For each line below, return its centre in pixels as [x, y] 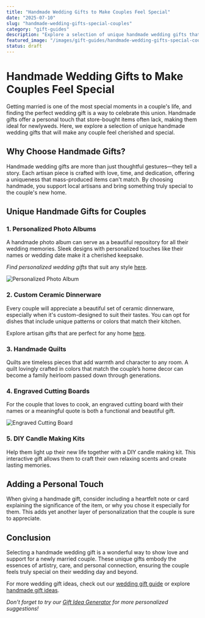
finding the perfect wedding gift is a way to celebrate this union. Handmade [101, 113]
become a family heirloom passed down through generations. [84, 375]
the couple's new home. [37, 192]
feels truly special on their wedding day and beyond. [72, 572]
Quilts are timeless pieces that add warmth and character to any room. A [98, 362]
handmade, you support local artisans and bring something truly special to [100, 186]
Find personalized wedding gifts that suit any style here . [77, 267]
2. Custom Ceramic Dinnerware [54, 295]
